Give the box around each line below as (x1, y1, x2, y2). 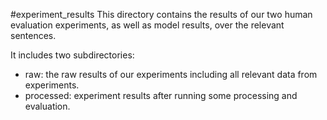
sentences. (10, 30, 57, 41)
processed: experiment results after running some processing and (24, 90, 298, 101)
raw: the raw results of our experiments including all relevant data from (24, 69, 318, 80)
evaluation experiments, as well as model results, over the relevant (10, 19, 285, 31)
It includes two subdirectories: (10, 49, 135, 61)
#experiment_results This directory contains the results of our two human (10, 9, 313, 20)
